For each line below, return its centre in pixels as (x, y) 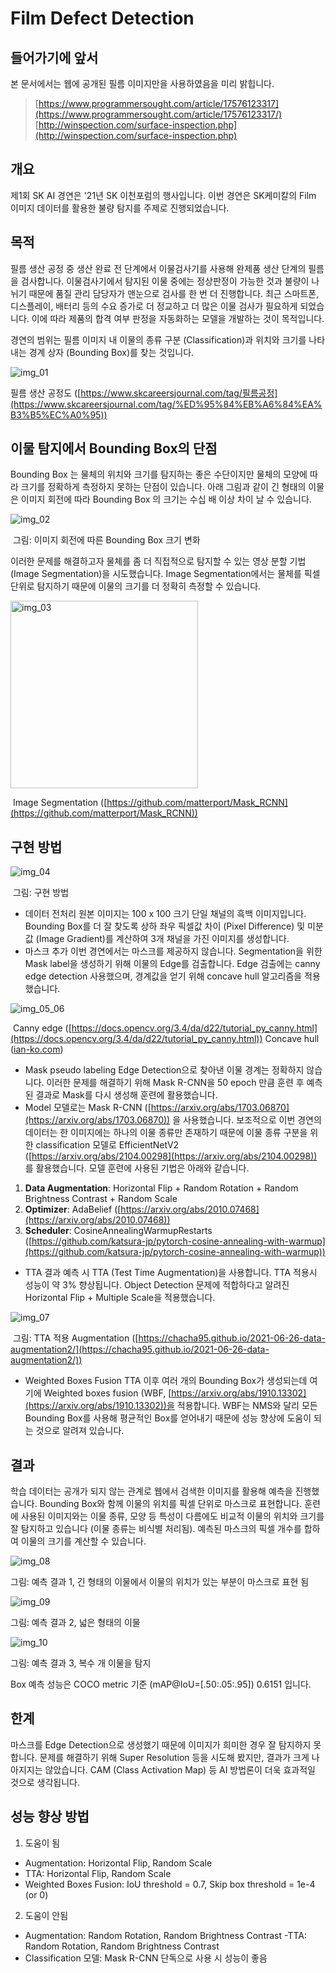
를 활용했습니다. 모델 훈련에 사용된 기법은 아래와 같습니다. (137, 1168)
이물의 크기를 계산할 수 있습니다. (83, 1541)
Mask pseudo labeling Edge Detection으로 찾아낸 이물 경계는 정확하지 (164, 1070)
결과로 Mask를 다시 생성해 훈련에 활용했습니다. (126, 1095)
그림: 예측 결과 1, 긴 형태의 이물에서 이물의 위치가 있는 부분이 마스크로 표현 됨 (160, 1582)
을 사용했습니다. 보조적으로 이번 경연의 (247, 1120)
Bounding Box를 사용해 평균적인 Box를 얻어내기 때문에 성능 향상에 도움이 (168, 1418)
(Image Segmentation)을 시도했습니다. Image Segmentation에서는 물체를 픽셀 (165, 574)
